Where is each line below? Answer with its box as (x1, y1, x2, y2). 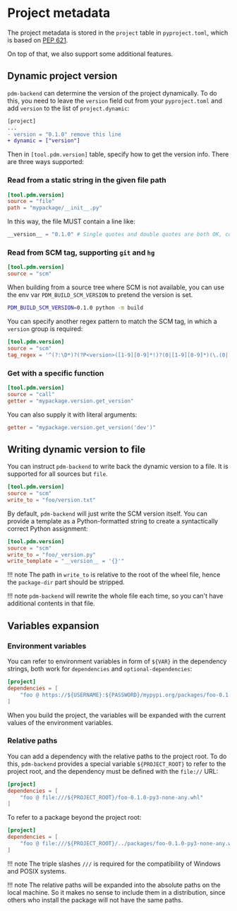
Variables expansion (7, 620, 99, 632)
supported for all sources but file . (7, 470, 108, 478)
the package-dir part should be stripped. (7, 578, 125, 586)
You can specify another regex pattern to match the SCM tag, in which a (7, 317, 217, 325)
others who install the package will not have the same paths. (7, 895, 183, 904)
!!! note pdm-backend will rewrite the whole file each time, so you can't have (7, 592, 224, 600)
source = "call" (7, 390, 55, 398)
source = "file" (7, 198, 55, 205)
